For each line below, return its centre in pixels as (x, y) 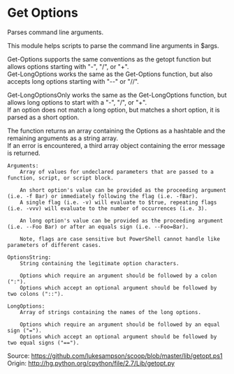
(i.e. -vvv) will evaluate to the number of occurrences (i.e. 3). (108, 208)
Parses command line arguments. (55, 32)
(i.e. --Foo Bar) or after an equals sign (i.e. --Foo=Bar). (98, 227)
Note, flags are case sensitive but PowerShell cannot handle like (120, 239)
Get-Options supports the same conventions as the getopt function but (109, 59)
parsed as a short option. (43, 117)
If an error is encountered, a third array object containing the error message (116, 145)
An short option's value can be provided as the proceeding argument (123, 190)
